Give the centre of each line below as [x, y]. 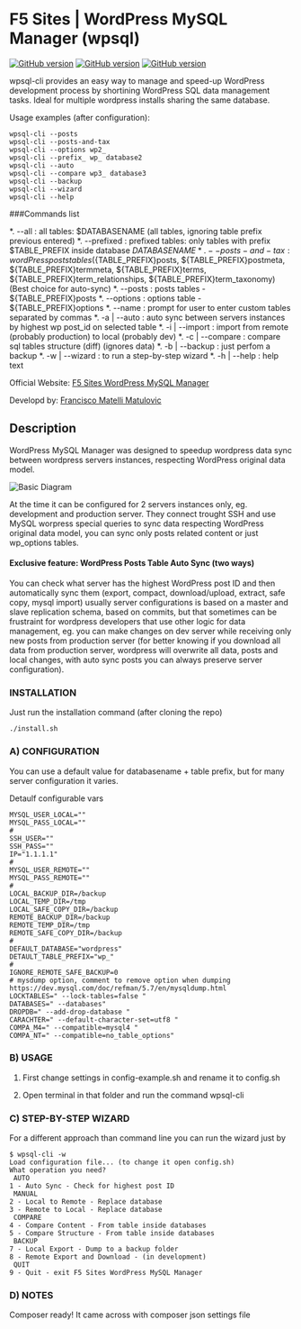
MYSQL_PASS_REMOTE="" [50, 878]
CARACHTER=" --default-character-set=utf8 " [94, 1020]
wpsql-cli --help [42, 197]
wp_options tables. [44, 542]
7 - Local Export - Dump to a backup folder [94, 1249]
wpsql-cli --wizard [46, 189]
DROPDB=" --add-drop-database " [70, 1012]
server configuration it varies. [64, 780]
